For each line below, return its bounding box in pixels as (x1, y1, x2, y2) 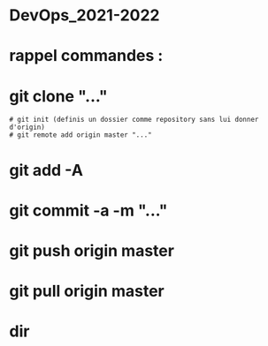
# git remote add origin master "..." (9, 131, 152, 139)
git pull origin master (9, 282, 165, 301)
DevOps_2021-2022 (9, 5, 160, 26)
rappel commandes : (9, 46, 164, 66)
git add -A (9, 160, 84, 180)
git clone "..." (9, 86, 108, 106)
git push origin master (9, 240, 175, 260)
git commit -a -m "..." (9, 200, 168, 221)
